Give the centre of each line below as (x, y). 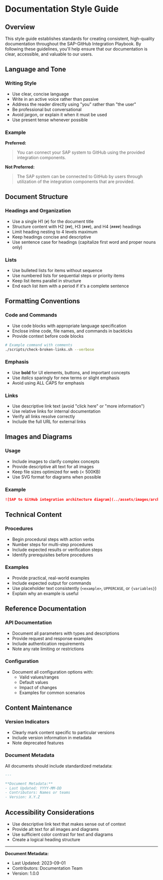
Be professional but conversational (47, 109)
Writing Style (21, 83)
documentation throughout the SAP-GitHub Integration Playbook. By (73, 44)
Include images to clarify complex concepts (56, 461)
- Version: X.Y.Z (23, 797)
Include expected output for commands (51, 583)
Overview (20, 27)
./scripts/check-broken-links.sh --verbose (50, 349)
